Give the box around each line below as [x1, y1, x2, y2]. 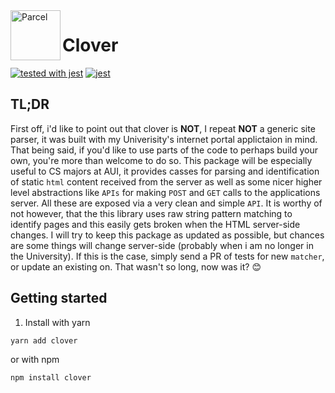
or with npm [10, 353, 60, 365]
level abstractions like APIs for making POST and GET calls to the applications [10, 186, 321, 198]
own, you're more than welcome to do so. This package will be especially [10, 154, 313, 166]
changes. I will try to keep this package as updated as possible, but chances [10, 229, 325, 241]
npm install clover [10, 372, 92, 383]
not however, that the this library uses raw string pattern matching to [10, 207, 293, 219]
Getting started [10, 290, 108, 307]
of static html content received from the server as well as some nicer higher [10, 175, 323, 188]
